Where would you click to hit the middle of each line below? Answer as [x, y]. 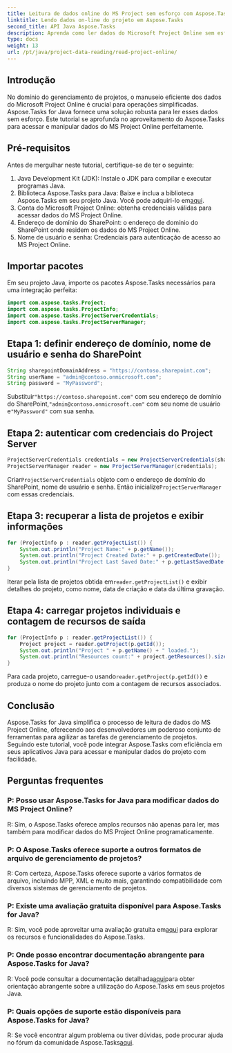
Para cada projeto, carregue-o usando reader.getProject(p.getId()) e [108, 676]
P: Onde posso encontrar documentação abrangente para [106, 955]
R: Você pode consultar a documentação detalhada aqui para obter [101, 979]
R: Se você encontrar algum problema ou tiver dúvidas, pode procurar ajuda [115, 1035]
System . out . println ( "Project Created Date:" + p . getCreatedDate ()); [120, 556]
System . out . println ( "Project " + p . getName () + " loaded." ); [109, 650]
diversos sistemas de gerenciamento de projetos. [77, 888]
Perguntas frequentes [55, 781]
